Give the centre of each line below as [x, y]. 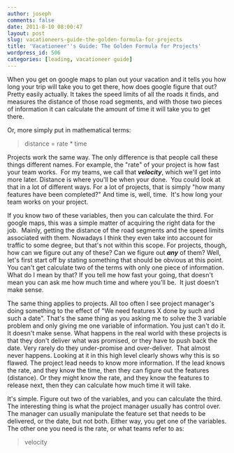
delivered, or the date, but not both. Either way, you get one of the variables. [117, 421]
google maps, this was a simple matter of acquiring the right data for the [111, 223]
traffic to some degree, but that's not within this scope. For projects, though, [117, 245]
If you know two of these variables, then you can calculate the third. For [110, 215]
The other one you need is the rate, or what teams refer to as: [96, 428]
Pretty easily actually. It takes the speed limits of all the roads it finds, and [113, 94]
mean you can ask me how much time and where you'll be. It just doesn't [113, 282]
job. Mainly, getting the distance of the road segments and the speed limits [116, 230]
